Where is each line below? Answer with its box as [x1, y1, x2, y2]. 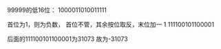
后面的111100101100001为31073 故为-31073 [7, 35, 129, 43]
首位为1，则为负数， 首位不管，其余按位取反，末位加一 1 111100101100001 [7, 20, 215, 29]
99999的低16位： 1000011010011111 [7, 6, 107, 14]
